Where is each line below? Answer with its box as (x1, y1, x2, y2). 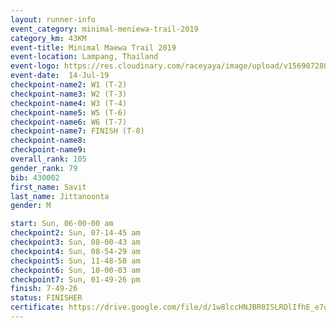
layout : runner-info (10, 14, 97, 25)
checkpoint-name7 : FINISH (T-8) (10, 126, 145, 136)
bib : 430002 (10, 172, 60, 183)
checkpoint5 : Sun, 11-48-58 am (10, 256, 141, 266)
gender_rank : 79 (10, 163, 78, 173)
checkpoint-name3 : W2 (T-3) (10, 89, 128, 99)
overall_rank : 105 (10, 154, 87, 164)
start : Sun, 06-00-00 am (10, 219, 114, 229)
